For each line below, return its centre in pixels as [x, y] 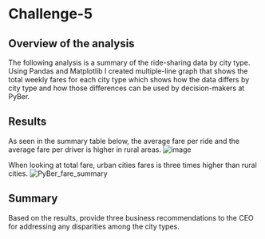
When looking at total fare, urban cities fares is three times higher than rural [132, 165]
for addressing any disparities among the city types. [94, 226]
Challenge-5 [51, 14]
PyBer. [19, 96]
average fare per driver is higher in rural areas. [85, 149]
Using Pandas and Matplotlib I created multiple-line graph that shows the [128, 71]
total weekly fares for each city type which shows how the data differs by [129, 80]
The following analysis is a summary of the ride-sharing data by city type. [129, 62]
